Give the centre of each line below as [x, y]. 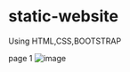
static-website [64, 16]
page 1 [20, 58]
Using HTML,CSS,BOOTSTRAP [65, 41]
